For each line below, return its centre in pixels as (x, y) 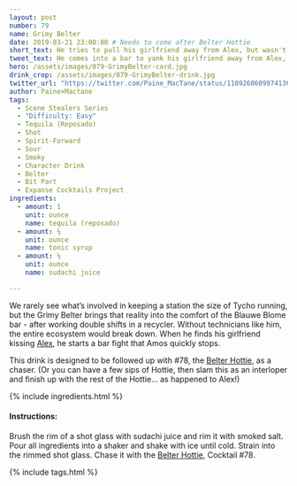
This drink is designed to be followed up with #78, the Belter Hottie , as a (141, 360)
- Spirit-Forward (49, 141)
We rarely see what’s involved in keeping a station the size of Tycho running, (148, 305)
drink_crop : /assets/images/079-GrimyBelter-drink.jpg (112, 75)
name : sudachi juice (63, 273)
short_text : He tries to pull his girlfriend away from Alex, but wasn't (148, 50)
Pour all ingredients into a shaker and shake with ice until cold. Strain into (142, 445)
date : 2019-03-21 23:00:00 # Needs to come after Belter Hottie (130, 42)
